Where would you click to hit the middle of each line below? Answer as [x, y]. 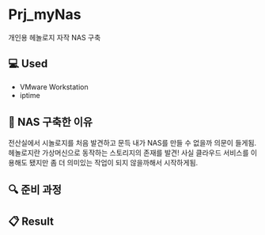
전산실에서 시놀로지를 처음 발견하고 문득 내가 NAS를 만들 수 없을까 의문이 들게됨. [132, 142]
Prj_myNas [45, 15]
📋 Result [31, 222]
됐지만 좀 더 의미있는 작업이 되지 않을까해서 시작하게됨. [114, 162]
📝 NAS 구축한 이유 [51, 122]
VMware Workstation [54, 87]
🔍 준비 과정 [35, 190]
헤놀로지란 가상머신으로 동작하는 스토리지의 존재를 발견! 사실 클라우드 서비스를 [129, 153]
